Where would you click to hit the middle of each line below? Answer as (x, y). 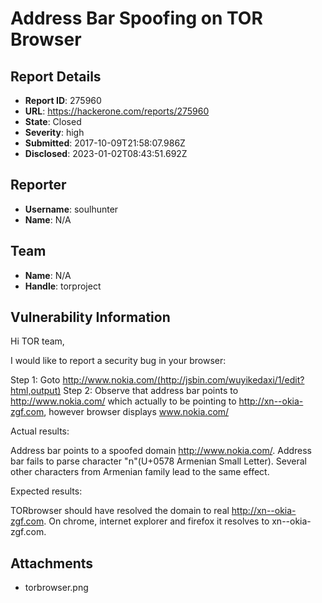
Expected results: (46, 491)
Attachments (52, 563)
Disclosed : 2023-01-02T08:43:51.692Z (106, 153)
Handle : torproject (63, 286)
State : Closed (53, 121)
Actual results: (40, 431)
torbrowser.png (56, 588)
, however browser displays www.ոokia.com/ (136, 412)
